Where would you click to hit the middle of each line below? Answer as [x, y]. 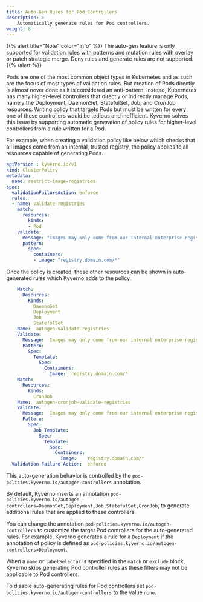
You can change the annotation [45, 524]
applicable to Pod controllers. [43, 574]
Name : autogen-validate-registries [63, 329]
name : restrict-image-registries [54, 181]
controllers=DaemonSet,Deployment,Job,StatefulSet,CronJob [82, 506]
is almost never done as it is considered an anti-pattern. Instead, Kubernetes [101, 90]
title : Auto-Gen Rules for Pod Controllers [62, 12]
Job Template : [51, 430]
